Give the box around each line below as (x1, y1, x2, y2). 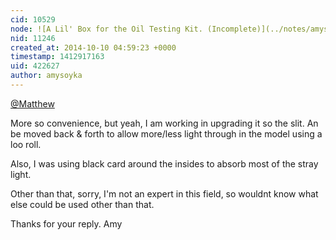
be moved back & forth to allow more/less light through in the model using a (10, 127, 323, 140)
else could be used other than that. (10, 198, 155, 210)
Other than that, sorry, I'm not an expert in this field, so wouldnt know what (10, 187, 319, 200)
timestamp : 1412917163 (10, 52, 105, 62)
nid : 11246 (10, 33, 56, 43)
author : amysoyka (10, 71, 83, 81)
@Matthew (10, 97, 55, 110)
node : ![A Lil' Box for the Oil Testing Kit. (10, 24, 203, 34)
